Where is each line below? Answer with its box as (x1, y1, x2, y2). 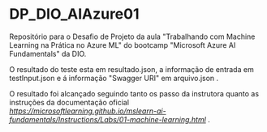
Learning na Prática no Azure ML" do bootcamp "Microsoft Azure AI (9, 40, 236, 49)
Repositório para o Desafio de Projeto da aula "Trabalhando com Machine (9, 32, 256, 41)
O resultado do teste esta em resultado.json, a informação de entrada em (9, 64, 254, 74)
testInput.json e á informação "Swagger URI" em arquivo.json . (9, 73, 219, 83)
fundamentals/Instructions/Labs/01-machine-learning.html (9, 114, 206, 124)
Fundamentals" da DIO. (9, 49, 87, 58)
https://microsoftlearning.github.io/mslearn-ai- (9, 106, 166, 116)
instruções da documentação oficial (9, 97, 129, 107)
